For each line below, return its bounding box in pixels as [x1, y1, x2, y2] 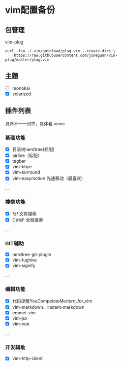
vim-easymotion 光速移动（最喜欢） [12, 176, 86, 182]
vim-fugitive [12, 257, 37, 263]
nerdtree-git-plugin [12, 252, 52, 257]
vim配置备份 [5, 4, 55, 16]
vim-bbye [12, 164, 32, 170]
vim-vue [12, 321, 30, 327]
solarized [12, 91, 31, 97]
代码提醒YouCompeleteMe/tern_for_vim [12, 298, 92, 304]
